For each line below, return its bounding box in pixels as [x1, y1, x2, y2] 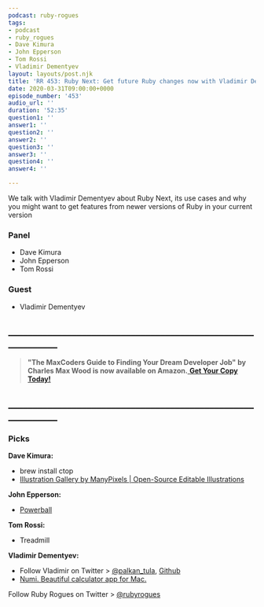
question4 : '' [8, 158, 55, 166]
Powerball [19, 505, 53, 515]
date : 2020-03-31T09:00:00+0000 [8, 84, 114, 93]
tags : [8, 19, 26, 27]
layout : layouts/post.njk [8, 70, 93, 78]
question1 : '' [8, 114, 55, 122]
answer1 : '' [8, 121, 47, 129]
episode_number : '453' [8, 92, 82, 100]
